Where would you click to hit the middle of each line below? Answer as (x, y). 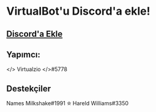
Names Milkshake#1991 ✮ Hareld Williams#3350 (68, 103)
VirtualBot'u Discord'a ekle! (79, 11)
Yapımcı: (24, 54)
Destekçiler (28, 88)
